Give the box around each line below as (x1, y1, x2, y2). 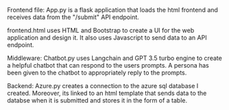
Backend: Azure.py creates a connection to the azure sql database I (7, 82, 199, 90)
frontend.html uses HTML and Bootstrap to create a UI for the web (7, 27, 195, 34)
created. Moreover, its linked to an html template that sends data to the (7, 89, 207, 97)
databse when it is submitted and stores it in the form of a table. (7, 96, 188, 105)
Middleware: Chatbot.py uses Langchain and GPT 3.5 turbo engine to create (7, 54, 223, 62)
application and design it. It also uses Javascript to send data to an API (7, 33, 207, 42)
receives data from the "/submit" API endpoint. (7, 13, 139, 21)
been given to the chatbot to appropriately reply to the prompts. (7, 68, 187, 77)
